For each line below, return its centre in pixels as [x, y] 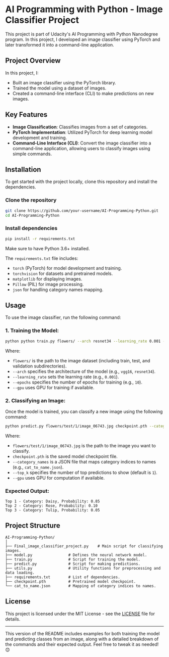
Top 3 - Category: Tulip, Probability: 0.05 [53, 510]
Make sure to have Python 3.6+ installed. [48, 248]
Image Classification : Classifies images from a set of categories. [80, 127]
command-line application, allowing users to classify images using [81, 148]
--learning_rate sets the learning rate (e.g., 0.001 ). [66, 377]
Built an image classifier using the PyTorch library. [64, 82]
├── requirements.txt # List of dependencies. [63, 577]
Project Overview [33, 61]
